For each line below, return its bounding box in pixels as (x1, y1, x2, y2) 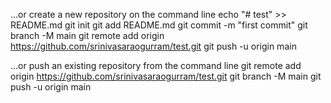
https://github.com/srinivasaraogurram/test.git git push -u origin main (10, 40, 297, 52)
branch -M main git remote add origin (10, 30, 165, 41)
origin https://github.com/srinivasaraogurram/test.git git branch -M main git (10, 70, 322, 82)
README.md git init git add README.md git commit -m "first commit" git (10, 19, 308, 31)
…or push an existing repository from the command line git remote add (10, 60, 302, 71)
